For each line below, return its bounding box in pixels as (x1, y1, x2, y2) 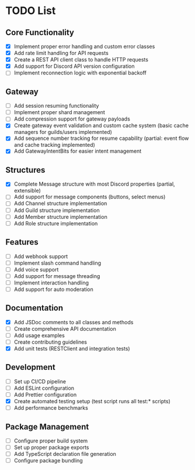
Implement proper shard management (13, 109, 106, 116)
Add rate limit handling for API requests (13, 50, 109, 57)
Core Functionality (5, 28, 74, 37)
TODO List (5, 4, 56, 18)
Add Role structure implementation (13, 219, 98, 227)
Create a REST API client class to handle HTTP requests (13, 56, 148, 63)
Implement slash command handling (13, 259, 102, 266)
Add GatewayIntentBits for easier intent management (13, 147, 142, 155)
